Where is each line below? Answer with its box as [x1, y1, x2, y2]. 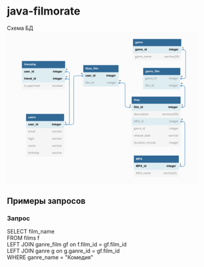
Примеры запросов [7, 196, 86, 206]
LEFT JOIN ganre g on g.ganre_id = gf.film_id [7, 248, 121, 255]
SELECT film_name [7, 228, 55, 235]
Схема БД [7, 24, 33, 32]
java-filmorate [7, 4, 81, 18]
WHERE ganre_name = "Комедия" [7, 254, 94, 261]
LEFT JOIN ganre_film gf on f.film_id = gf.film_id [7, 241, 127, 248]
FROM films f [7, 234, 40, 241]
